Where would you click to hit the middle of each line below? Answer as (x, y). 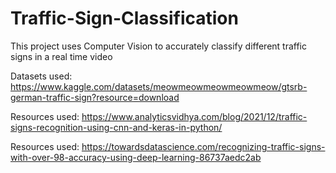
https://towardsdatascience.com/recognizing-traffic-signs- (203, 146)
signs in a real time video (61, 56)
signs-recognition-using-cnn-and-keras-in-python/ (116, 127)
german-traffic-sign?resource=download (95, 97)
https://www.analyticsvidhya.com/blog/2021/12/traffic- (194, 116)
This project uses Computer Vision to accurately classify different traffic (159, 46)
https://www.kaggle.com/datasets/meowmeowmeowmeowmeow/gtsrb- (159, 86)
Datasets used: (41, 76)
